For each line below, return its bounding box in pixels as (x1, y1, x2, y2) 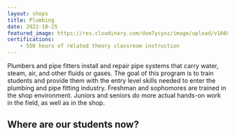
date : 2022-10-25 (7, 23, 58, 30)
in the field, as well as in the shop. (7, 99, 105, 106)
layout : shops (7, 10, 49, 17)
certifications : (7, 36, 55, 43)
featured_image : (7, 29, 55, 37)
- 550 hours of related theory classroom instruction (20, 42, 180, 49)
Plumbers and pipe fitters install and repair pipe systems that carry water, (7, 62, 219, 70)
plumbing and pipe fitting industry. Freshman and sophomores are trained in (7, 84, 227, 92)
